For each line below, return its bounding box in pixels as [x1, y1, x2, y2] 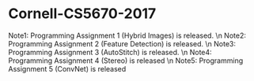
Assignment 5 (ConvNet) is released [8, 64, 127, 73]
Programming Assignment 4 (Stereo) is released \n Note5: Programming [8, 56, 244, 65]
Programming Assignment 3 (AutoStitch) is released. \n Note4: [8, 47, 212, 57]
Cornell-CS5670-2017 [8, 5, 157, 23]
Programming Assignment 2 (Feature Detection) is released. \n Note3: [8, 39, 236, 48]
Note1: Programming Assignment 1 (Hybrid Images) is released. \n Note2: [8, 31, 247, 40]
